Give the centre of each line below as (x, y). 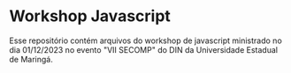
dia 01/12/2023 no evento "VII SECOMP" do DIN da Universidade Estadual (144, 49)
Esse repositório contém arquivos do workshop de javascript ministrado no (146, 40)
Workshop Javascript (90, 16)
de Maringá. (31, 59)
